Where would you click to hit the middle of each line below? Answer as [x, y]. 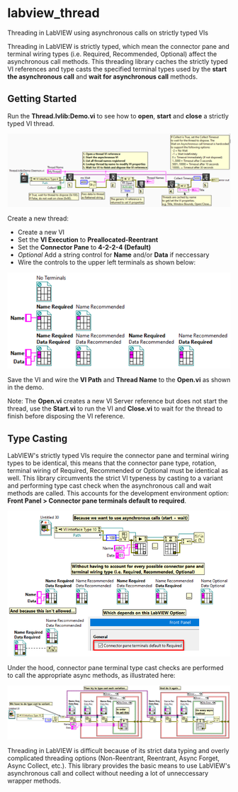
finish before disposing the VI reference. [66, 416]
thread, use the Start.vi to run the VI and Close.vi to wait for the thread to [115, 408]
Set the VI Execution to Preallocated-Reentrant [88, 240]
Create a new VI [41, 232]
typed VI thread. [31, 123]
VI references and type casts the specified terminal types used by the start [117, 69]
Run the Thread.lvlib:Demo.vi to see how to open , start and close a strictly [118, 116]
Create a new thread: [38, 218]
